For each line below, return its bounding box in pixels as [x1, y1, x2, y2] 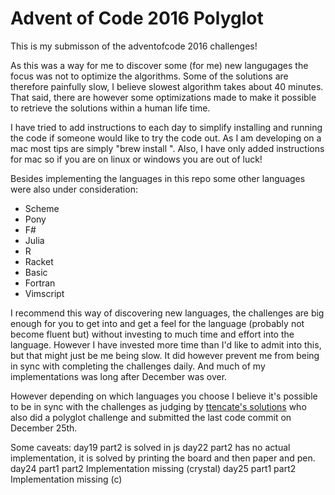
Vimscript [24, 287, 65, 299]
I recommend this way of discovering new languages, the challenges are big [10, 307, 325, 319]
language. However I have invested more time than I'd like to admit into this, [10, 338, 322, 351]
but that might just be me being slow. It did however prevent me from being [10, 349, 320, 361]
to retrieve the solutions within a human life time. [10, 102, 211, 114]
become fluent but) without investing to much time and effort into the [10, 328, 295, 340]
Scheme [24, 202, 60, 214]
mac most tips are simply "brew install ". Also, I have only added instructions [10, 142, 325, 154]
